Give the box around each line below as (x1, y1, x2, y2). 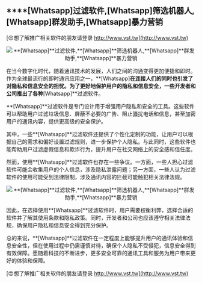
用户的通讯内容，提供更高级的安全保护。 (6, 117, 106, 125)
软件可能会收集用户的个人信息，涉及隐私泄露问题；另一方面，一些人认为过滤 (6, 166, 196, 173)
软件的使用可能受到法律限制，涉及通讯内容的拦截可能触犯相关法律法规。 (6, 173, 185, 181)
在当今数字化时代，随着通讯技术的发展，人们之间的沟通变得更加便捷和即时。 (6, 67, 196, 74)
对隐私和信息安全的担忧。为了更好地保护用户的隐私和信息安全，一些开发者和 (6, 82, 196, 89)
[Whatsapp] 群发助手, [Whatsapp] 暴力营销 (6, 17, 164, 27)
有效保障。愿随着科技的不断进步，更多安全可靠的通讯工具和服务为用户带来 (6, 249, 191, 257)
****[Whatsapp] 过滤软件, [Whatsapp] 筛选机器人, (6, 5, 195, 16)
